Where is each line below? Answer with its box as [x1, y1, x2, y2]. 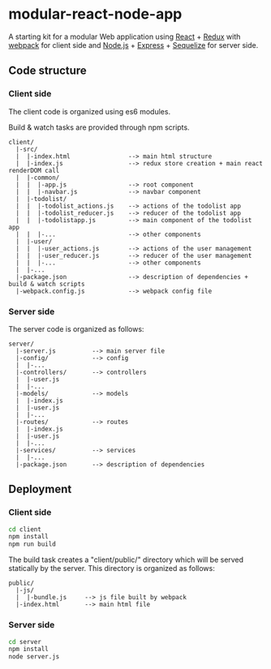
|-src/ [15, 145, 38, 153]
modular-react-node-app [8, 5, 183, 24]
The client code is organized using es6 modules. [8, 106, 171, 116]
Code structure [8, 64, 87, 78]
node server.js [8, 653, 60, 661]
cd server [8, 637, 42, 645]
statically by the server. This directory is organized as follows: [8, 564, 215, 573]
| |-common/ [15, 174, 60, 182]
